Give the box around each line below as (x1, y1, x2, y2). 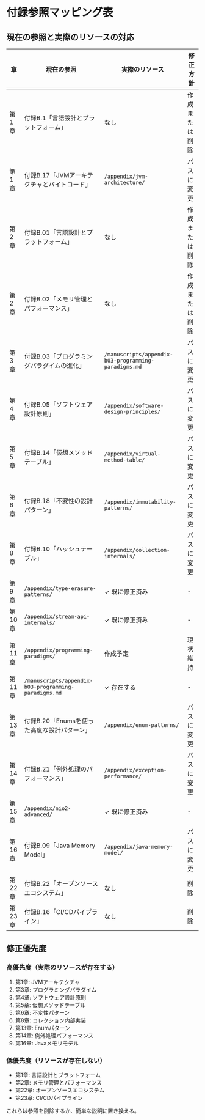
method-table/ (104, 457, 145, 463)
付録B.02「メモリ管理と (24, 295, 93, 303)
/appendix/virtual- (104, 451, 160, 457)
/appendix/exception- (104, 767, 167, 773)
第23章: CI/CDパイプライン (15, 1094, 84, 1101)
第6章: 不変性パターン (15, 1009, 70, 1016)
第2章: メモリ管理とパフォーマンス (15, 1078, 103, 1086)
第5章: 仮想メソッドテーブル (15, 1001, 86, 1009)
